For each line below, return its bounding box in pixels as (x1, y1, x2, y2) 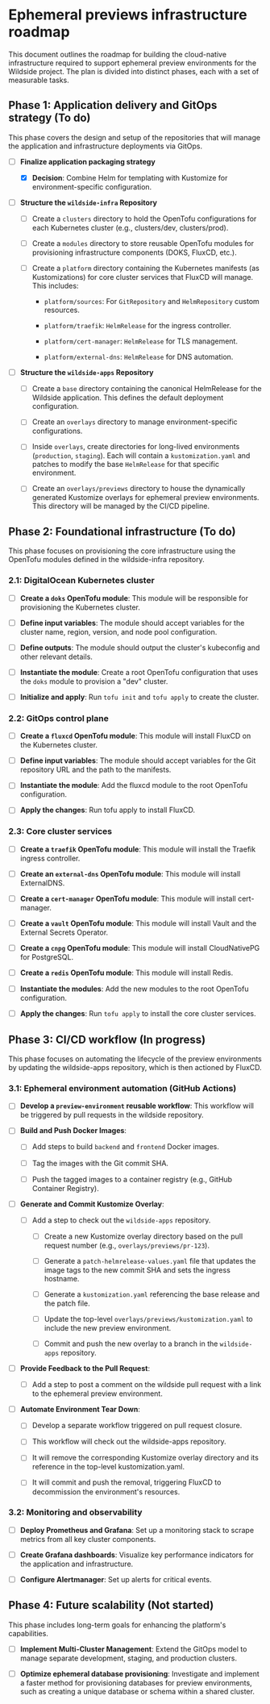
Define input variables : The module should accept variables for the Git (19, 756, 256, 765)
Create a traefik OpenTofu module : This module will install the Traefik (19, 844, 256, 854)
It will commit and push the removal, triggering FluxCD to (31, 1477, 222, 1487)
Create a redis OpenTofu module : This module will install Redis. (19, 968, 234, 977)
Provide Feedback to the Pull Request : (19, 1364, 151, 1373)
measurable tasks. (8, 75, 70, 85)
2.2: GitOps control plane (8, 712, 109, 723)
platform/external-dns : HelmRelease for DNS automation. (44, 352, 234, 362)
